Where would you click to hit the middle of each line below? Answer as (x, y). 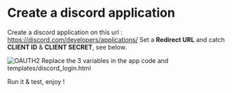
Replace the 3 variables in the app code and (105, 60)
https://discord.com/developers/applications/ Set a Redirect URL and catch (116, 39)
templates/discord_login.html (49, 68)
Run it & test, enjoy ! (36, 81)
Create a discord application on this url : (65, 32)
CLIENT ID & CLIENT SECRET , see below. (67, 47)
